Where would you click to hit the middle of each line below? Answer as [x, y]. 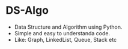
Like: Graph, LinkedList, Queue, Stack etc [66, 39]
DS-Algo [27, 10]
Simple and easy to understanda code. [62, 33]
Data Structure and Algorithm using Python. [68, 27]
